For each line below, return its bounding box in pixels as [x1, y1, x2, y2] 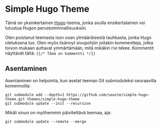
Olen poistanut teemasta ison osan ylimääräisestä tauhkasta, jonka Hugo [5, 34, 152, 40]
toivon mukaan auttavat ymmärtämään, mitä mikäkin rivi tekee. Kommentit [5, 45, 154, 51]
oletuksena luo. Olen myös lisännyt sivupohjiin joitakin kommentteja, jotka [5, 39, 153, 45]
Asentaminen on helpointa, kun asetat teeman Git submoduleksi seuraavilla [5, 77, 157, 83]
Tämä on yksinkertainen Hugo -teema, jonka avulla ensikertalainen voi [5, 20, 145, 26]
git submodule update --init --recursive [5, 101, 91, 106]
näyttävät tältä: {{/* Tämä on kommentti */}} [5, 50, 95, 56]
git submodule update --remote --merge [5, 119, 87, 124]
